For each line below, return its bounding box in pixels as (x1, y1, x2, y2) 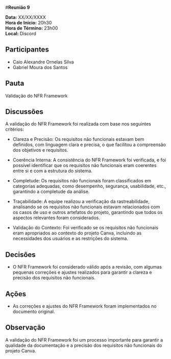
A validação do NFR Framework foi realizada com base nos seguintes (5, 121, 152, 127)
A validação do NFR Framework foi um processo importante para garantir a (5, 337, 163, 343)
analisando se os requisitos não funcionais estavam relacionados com (12, 204, 160, 210)
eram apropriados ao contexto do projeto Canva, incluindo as (12, 230, 142, 236)
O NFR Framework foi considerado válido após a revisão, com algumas (12, 264, 162, 270)
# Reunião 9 (5, 5, 30, 10)
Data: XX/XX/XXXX (5, 14, 46, 20)
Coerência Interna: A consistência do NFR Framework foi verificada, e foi (12, 157, 166, 163)
